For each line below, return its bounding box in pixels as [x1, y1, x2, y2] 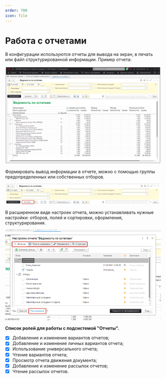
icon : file [5, 13, 28, 18]
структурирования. [5, 220, 46, 226]
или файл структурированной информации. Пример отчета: [5, 57, 132, 63]
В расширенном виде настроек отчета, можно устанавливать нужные [5, 210, 154, 215]
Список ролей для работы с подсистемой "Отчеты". [5, 325, 120, 331]
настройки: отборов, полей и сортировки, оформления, [5, 215, 123, 221]
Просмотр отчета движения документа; [12, 357, 97, 363]
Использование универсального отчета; [12, 346, 98, 352]
